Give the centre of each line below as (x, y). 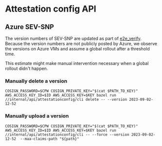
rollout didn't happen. (27, 68)
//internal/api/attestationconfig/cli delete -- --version (66, 100)
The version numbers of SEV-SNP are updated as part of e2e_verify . (73, 38)
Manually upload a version (37, 116)
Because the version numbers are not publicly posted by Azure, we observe (81, 44)
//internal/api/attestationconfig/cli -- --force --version (67, 134)
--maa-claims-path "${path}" (50, 139)
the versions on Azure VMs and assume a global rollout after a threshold (77, 49)
